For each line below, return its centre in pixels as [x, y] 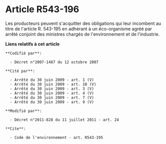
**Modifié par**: [24, 111]
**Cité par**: [20, 71]
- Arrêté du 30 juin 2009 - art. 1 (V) [52, 80]
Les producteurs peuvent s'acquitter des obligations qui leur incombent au [83, 23]
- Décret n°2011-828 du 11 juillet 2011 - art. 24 [64, 120]
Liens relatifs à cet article [32, 44]
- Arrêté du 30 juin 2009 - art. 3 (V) [52, 89]
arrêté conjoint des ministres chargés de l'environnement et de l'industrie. [82, 34]
